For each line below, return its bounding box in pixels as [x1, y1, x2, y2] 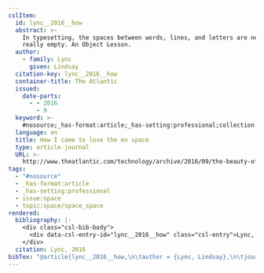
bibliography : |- [15, 216, 72, 224]
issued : [15, 84, 41, 93]
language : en [15, 128, 58, 136]
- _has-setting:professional [15, 186, 111, 195]
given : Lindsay [28, 63, 79, 71]
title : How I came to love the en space [15, 135, 149, 144]
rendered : [8, 209, 41, 217]
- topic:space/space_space [15, 201, 104, 209]
